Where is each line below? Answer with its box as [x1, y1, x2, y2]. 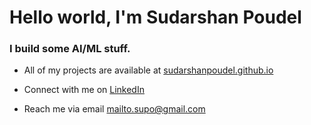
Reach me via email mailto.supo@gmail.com [23, 103, 206, 115]
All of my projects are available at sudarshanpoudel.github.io [23, 64, 274, 76]
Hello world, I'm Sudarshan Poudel [9, 6, 302, 29]
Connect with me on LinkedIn [23, 84, 145, 96]
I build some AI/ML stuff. [9, 42, 131, 56]
